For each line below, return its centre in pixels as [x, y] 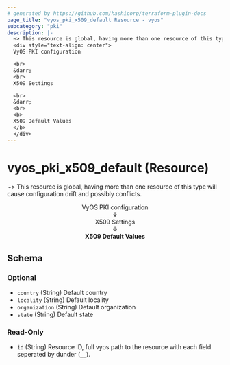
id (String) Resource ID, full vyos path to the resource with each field [114, 347]
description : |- [30, 33]
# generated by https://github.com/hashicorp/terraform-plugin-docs [107, 13]
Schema [25, 258]
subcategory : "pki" [35, 26]
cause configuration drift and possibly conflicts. [75, 194]
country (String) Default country [62, 293]
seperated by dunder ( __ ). [54, 355]
